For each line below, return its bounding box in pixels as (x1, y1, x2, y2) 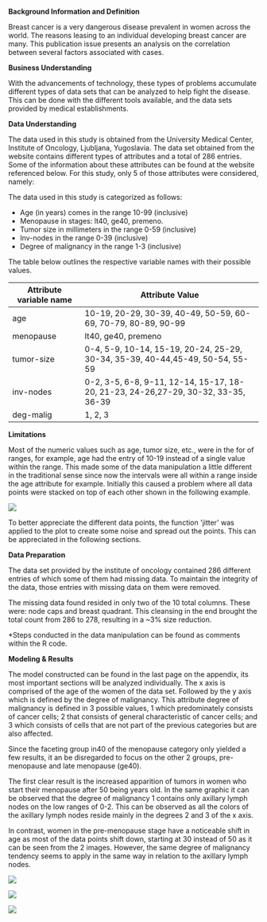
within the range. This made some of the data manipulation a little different (8, 462, 252, 471)
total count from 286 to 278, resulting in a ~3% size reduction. (8, 615, 212, 624)
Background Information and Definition (8, 7, 141, 16)
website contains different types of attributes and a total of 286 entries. (8, 151, 242, 161)
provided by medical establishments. (8, 104, 129, 113)
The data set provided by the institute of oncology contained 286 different (8, 565, 251, 575)
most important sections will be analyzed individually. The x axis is (8, 678, 226, 687)
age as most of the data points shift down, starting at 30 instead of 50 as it (8, 834, 253, 843)
